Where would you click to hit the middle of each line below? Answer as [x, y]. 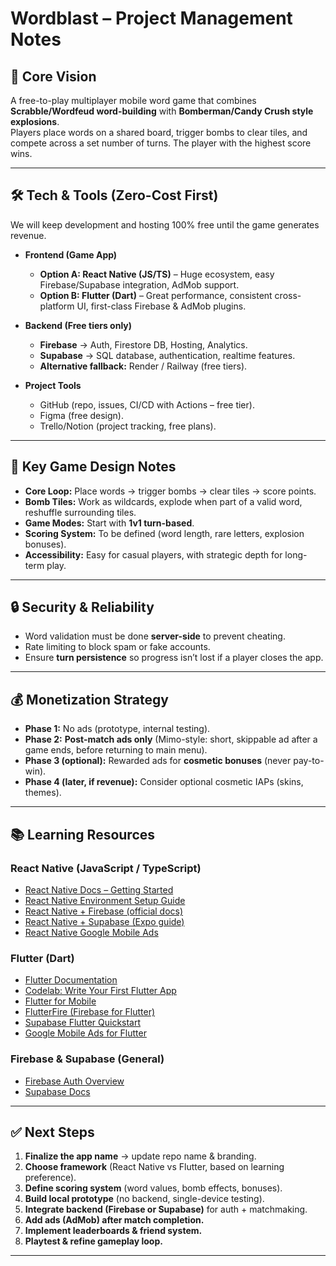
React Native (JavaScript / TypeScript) [106, 868]
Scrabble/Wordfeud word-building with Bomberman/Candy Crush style [162, 111]
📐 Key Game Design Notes [93, 467]
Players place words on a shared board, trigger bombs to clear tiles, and [159, 132]
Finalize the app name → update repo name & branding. [140, 1156]
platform [57, 306]
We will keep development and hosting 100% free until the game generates [165, 224]
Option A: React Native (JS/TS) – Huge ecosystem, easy [157, 274]
